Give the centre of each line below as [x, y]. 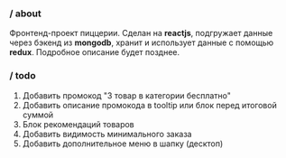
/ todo [23, 76]
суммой [38, 115]
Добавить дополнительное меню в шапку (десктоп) [123, 144]
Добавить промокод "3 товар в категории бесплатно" [127, 95]
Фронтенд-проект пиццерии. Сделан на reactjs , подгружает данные [141, 33]
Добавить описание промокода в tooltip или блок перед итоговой [149, 105]
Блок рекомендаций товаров [78, 124]
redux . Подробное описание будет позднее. [95, 52]
